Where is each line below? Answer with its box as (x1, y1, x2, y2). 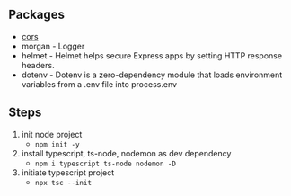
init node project (21, 129, 83, 139)
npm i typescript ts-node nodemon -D (34, 159, 177, 168)
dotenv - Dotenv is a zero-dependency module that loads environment (21, 69, 283, 80)
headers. (21, 59, 55, 70)
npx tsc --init (34, 178, 92, 187)
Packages (8, 7, 65, 22)
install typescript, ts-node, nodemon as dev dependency (21, 147, 232, 158)
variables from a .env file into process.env (21, 78, 177, 89)
